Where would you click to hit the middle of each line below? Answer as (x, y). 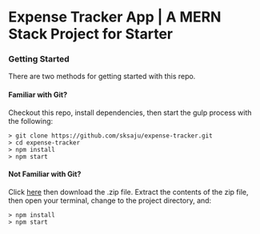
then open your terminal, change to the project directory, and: (110, 200)
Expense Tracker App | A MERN (115, 17)
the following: (31, 121)
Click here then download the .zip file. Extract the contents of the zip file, (128, 192)
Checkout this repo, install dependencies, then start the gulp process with (130, 113)
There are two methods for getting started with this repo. (102, 77)
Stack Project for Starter (91, 34)
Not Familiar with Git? (45, 174)
